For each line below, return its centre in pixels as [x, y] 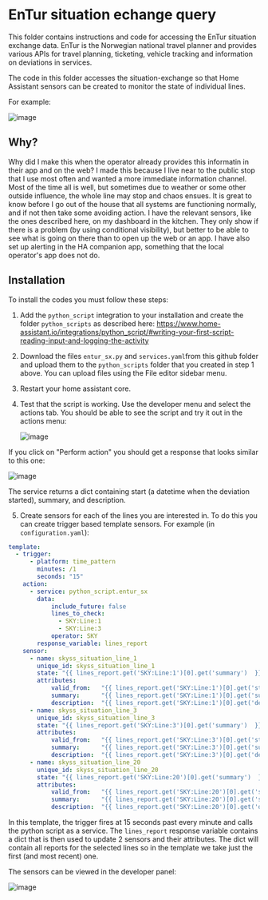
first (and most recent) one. [53, 856]
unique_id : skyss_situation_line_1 [96, 666]
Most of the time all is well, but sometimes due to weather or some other [127, 187]
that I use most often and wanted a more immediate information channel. [128, 178]
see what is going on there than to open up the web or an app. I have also [129, 238]
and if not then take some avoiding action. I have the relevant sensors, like [130, 213]
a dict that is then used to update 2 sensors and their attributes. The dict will [134, 839]
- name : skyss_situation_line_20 [85, 762]
